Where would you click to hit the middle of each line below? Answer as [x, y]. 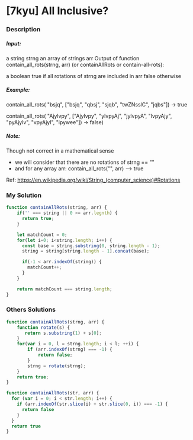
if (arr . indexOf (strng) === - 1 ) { [70, 350]
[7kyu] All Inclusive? [57, 11]
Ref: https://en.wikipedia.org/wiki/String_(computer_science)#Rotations [93, 180]
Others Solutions [31, 310]
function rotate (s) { [43, 327]
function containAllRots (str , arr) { [53, 393]
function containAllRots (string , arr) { [57, 208]
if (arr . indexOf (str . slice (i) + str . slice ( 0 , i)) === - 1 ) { [92, 404]
